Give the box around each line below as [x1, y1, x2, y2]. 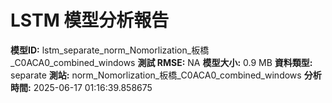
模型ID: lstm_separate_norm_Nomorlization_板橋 [10, 44, 210, 56]
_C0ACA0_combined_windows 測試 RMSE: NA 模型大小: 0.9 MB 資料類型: [10, 56, 313, 68]
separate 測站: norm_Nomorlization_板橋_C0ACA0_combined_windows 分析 [10, 69, 322, 81]
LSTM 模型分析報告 [10, 9, 170, 32]
